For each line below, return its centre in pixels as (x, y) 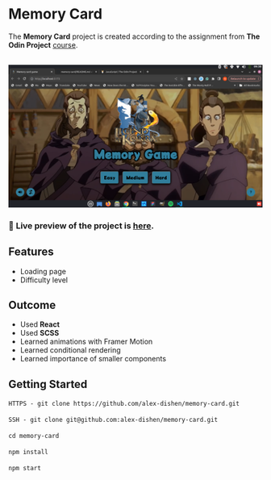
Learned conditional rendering (70, 350)
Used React (40, 324)
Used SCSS (40, 333)
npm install (28, 453)
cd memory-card (34, 436)
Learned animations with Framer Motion (86, 342)
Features (31, 252)
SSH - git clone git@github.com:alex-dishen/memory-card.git (113, 420)
